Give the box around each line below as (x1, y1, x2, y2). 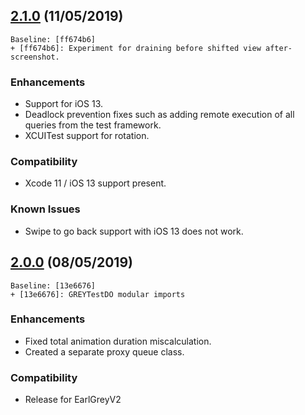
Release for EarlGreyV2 (24, 394, 122, 406)
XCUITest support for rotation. (24, 130, 150, 142)
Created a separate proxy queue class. (24, 345, 185, 358)
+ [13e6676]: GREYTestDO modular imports (10, 289, 186, 299)
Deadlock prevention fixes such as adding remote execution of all (24, 109, 295, 121)
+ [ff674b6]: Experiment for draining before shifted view (10, 43, 262, 53)
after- (265, 43, 293, 53)
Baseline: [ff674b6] (10, 34, 97, 44)
